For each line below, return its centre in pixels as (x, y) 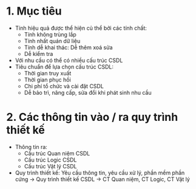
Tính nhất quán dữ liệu (52, 41)
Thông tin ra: (31, 146)
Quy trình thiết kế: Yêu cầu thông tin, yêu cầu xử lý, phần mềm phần (100, 173)
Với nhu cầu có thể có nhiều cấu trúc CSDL (69, 60)
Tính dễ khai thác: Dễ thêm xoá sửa (69, 47)
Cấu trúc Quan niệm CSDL (57, 153)
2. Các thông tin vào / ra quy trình (92, 117)
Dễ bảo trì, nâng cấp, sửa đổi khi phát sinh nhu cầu (88, 92)
